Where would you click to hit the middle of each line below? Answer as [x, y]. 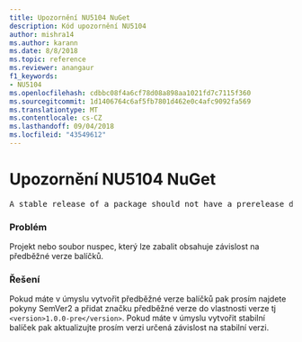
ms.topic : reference [48, 59]
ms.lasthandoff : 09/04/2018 [62, 127]
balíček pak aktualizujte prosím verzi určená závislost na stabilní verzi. [139, 328]
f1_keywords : [34, 76]
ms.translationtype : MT [54, 110]
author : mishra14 [42, 34]
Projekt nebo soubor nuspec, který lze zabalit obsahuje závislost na [134, 247]
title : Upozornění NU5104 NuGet [70, 18]
